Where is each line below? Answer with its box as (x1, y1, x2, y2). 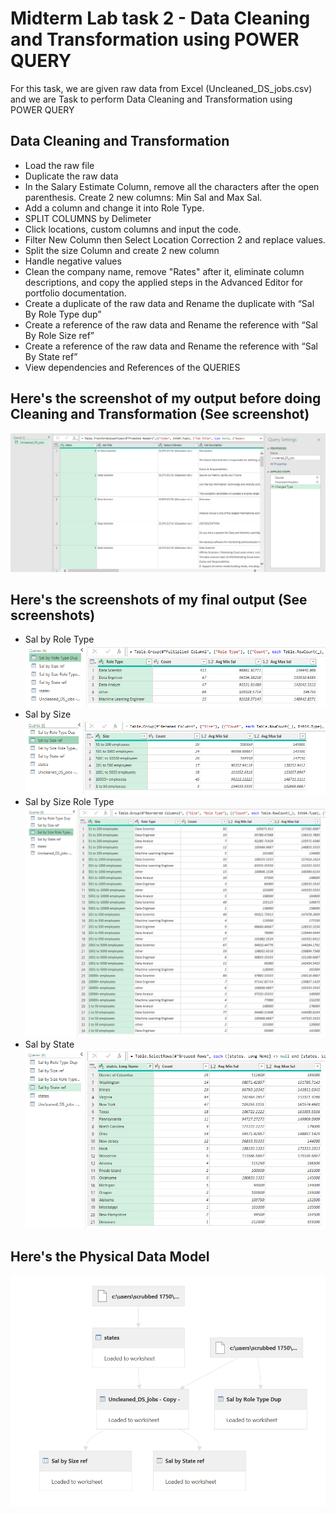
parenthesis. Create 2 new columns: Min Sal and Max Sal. (24, 191, 263, 203)
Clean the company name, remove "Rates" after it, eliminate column (24, 265, 305, 277)
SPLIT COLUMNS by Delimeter (24, 212, 152, 224)
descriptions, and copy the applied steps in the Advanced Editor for (24, 276, 304, 288)
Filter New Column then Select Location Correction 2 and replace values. (24, 233, 326, 246)
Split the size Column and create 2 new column (24, 244, 220, 256)
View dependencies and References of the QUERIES (24, 361, 241, 373)
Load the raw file (24, 159, 95, 171)
